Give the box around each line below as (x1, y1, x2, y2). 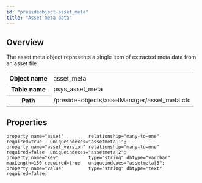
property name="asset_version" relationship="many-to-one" (6, 144, 160, 150)
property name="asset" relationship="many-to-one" (6, 134, 160, 140)
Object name (9, 74, 48, 83)
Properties (6, 117, 48, 127)
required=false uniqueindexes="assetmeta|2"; (6, 149, 127, 156)
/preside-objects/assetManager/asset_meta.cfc (53, 96, 191, 104)
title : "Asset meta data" (6, 15, 72, 21)
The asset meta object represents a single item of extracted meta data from (6, 53, 197, 61)
